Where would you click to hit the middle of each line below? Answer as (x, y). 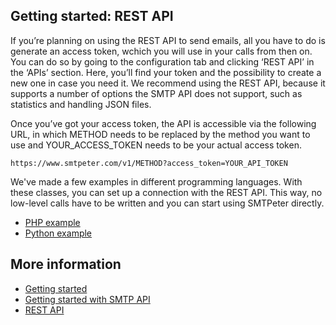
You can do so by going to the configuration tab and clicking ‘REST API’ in (162, 61)
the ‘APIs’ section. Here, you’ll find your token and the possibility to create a (166, 72)
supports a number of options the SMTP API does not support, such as (156, 93)
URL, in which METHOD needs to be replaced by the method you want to (160, 134)
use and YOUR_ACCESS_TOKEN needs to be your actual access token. (156, 145)
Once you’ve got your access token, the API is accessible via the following (163, 123)
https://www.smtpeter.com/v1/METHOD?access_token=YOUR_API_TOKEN (149, 163)
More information (66, 264)
